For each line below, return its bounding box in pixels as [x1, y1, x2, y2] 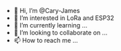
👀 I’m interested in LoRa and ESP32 [13, 14, 115, 22]
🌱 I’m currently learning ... [13, 21, 88, 29]
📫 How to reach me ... [13, 37, 78, 44]
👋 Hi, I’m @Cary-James [13, 7, 80, 14]
